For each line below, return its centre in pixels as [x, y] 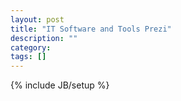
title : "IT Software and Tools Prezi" [91, 29]
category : [31, 47]
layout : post [37, 19]
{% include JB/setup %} [60, 85]
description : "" [44, 38]
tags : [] [28, 57]
